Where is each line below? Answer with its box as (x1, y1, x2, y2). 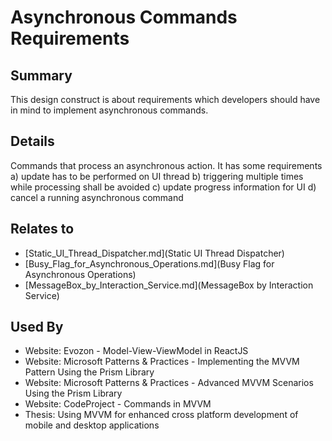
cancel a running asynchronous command (10, 191, 184, 203)
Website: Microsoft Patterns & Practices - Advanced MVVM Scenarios (24, 377, 314, 389)
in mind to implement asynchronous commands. (10, 104, 209, 116)
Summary (10, 67, 73, 84)
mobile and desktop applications (24, 419, 160, 431)
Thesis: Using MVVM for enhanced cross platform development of (24, 409, 299, 421)
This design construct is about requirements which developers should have (10, 94, 321, 105)
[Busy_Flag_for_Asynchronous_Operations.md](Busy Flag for (24, 257, 275, 270)
